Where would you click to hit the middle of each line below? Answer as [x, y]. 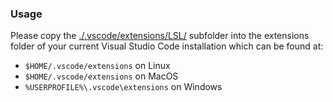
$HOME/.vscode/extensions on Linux [97, 66]
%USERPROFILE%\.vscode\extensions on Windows [123, 87]
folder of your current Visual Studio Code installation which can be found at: [167, 46]
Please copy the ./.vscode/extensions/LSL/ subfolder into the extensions [160, 36]
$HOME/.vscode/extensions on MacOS [101, 76]
